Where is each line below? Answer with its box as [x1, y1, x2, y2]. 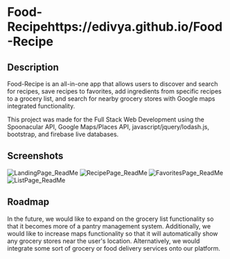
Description [7, 61, 59, 73]
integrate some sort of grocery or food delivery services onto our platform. [7, 244, 220, 252]
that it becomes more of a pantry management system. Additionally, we [7, 222, 211, 230]
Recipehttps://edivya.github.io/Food [7, 19, 223, 35]
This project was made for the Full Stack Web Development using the [7, 115, 204, 124]
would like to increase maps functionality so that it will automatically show [7, 229, 218, 237]
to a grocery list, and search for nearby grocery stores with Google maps [7, 94, 215, 103]
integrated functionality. [7, 102, 76, 110]
